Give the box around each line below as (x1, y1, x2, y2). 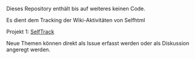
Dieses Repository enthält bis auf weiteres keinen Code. (6, 5, 146, 12)
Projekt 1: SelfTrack (6, 28, 54, 35)
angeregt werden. (6, 46, 51, 53)
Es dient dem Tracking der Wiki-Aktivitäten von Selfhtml (6, 17, 145, 23)
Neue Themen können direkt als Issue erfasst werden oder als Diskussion (6, 40, 190, 46)
